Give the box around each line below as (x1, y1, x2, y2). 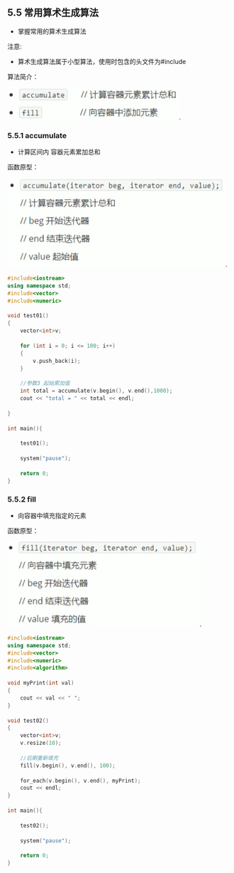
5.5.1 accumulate (7, 130, 67, 140)
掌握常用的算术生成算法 (17, 27, 87, 36)
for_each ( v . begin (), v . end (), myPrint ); (20, 777, 141, 784)
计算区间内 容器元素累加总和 (17, 148, 101, 157)
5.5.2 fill (7, 494, 37, 504)
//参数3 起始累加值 (20, 380, 70, 387)
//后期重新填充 (20, 754, 59, 761)
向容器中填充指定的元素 (17, 511, 87, 519)
